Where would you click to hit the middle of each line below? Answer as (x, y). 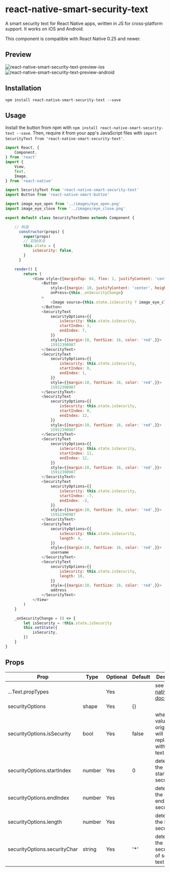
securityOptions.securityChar (43, 849)
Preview (18, 55)
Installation (23, 88)
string (90, 849)
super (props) (37, 236)
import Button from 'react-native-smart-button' (57, 195)
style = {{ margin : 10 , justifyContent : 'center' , (101, 288)
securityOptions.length (35, 822)
